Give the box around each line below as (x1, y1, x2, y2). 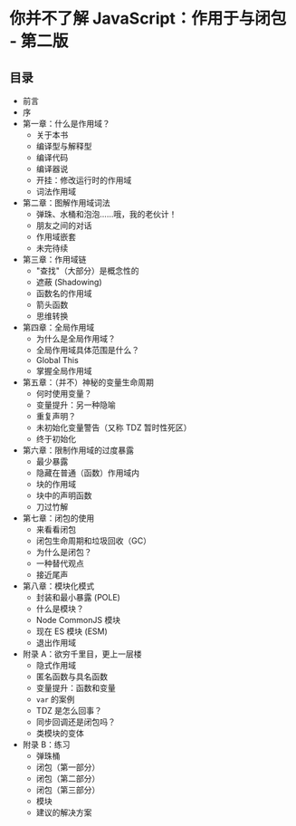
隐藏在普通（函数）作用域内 (35, 467, 140, 478)
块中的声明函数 (35, 490, 92, 501)
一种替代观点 (35, 558, 84, 569)
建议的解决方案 (35, 807, 92, 818)
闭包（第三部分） (35, 784, 100, 795)
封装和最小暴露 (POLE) (35, 592, 120, 602)
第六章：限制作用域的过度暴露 (22, 445, 134, 456)
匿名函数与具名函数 (35, 671, 109, 682)
